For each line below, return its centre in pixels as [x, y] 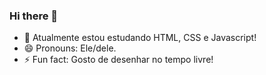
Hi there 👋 [34, 16]
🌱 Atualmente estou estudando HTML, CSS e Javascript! [140, 38]
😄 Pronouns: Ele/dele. [70, 48]
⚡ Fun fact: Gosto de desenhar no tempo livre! [118, 60]
